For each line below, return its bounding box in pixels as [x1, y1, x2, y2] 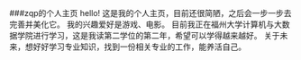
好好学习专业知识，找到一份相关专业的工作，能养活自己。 [32, 41, 246, 52]
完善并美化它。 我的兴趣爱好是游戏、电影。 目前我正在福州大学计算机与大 [9, 19, 282, 30]
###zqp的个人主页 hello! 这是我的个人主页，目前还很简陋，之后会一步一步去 [9, 8, 292, 18]
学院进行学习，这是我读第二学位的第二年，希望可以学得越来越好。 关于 [16, 30, 280, 40]
